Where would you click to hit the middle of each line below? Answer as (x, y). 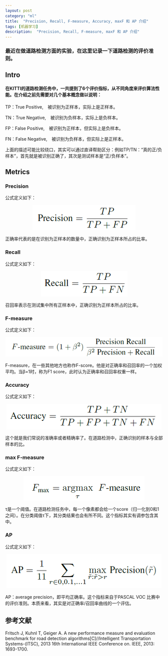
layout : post (19, 11)
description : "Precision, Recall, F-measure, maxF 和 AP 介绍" (72, 32)
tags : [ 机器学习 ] (22, 27)
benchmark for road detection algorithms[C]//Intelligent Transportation (78, 638)
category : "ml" (21, 16)
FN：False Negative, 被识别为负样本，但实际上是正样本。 (66, 139)
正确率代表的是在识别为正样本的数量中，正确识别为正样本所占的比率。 (77, 239)
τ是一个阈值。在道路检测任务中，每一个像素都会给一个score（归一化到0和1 (82, 509)
